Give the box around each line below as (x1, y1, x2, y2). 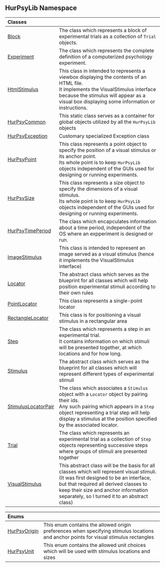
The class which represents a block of (58, 27, 147, 33)
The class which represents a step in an (58, 326, 151, 332)
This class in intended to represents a (58, 67, 146, 74)
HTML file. (58, 80, 83, 87)
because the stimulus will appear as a (58, 92, 146, 99)
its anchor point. (58, 152, 97, 159)
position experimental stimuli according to (58, 283, 156, 290)
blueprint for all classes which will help (58, 277, 148, 284)
